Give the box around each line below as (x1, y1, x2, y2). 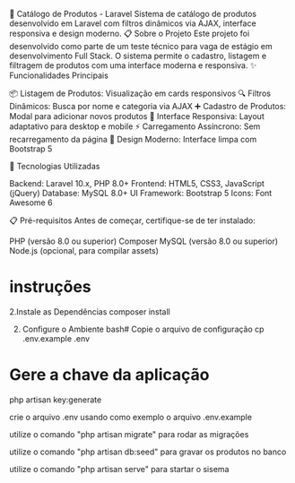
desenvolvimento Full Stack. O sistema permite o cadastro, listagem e (9, 50, 267, 61)
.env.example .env (22, 332, 91, 344)
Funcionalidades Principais (9, 70, 109, 81)
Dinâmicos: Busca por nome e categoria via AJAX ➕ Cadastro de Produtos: (9, 101, 287, 111)
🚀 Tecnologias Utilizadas (9, 161, 100, 171)
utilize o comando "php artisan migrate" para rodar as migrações (9, 428, 249, 439)
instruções (9, 277, 91, 298)
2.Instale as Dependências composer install (9, 306, 170, 317)
